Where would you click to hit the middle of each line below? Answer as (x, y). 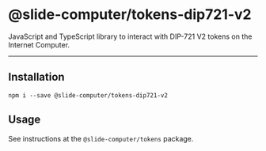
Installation (36, 77)
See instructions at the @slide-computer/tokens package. (101, 138)
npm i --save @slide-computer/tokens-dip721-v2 (88, 95)
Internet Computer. (39, 44)
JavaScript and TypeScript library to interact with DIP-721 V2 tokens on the (130, 36)
